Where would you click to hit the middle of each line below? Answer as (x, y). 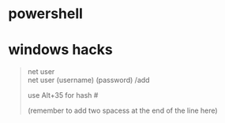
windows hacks (60, 50)
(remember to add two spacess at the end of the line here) (123, 110)
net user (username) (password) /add (88, 80)
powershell (45, 14)
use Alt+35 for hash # (63, 95)
